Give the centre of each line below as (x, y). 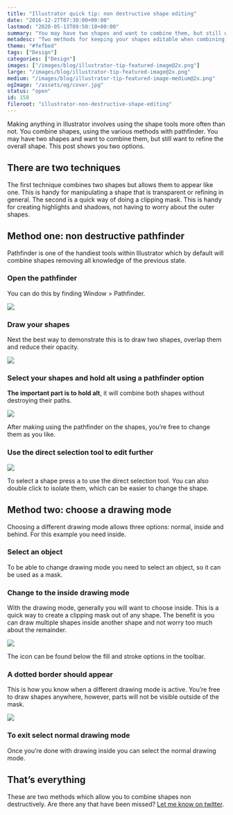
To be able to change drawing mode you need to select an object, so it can (114, 567)
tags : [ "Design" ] (32, 53)
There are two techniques (64, 168)
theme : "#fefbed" (32, 46)
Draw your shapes (38, 324)
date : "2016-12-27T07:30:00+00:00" (59, 20)
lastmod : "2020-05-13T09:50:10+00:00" (63, 26)
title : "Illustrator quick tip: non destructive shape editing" (102, 14)
